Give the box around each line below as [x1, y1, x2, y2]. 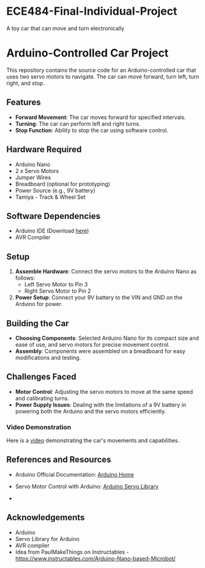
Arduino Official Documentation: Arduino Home [15, 470, 135, 478]
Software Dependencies [6, 210, 101, 221]
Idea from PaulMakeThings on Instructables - [15, 548, 129, 556]
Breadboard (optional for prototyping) [15, 180, 110, 188]
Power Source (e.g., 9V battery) [15, 186, 96, 194]
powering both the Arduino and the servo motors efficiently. [15, 407, 166, 415]
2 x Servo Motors [15, 167, 59, 174]
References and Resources [6, 455, 111, 465]
